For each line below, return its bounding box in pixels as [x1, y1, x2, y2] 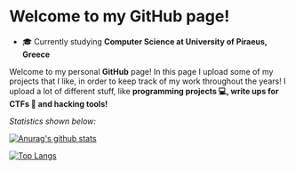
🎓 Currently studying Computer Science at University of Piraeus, [21, 36, 268, 46]
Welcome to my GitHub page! [9, 6, 230, 27]
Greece [21, 49, 51, 60]
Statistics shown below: [9, 116, 96, 126]
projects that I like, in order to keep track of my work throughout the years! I [9, 76, 286, 86]
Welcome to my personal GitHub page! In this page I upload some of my [9, 66, 274, 77]
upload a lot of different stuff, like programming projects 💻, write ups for [9, 85, 279, 96]
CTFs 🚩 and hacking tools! [9, 98, 108, 109]
